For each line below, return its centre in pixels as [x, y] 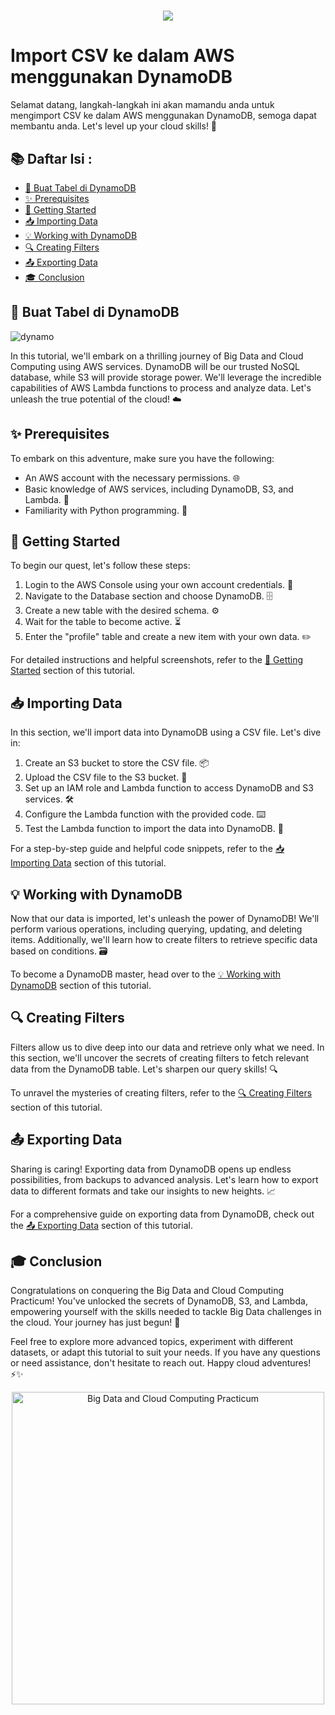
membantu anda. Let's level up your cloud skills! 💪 [114, 126]
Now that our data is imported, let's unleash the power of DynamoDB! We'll [165, 918]
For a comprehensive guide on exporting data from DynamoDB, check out [162, 1214]
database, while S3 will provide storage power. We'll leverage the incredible [166, 377]
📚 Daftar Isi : [51, 158]
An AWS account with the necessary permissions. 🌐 [132, 477]
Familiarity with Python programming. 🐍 [106, 510]
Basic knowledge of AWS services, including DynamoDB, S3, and [159, 489]
